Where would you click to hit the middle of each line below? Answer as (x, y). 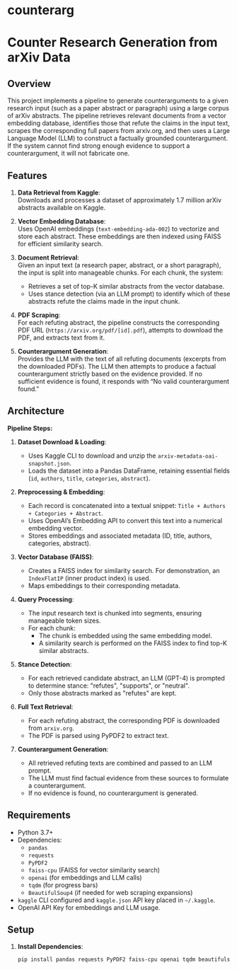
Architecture (36, 411)
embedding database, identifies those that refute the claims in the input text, (118, 123)
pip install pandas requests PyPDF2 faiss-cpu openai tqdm (106, 960)
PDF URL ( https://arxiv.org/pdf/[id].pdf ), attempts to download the (120, 330)
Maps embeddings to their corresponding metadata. (104, 585)
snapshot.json (49, 463)
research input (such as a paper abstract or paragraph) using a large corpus (118, 108)
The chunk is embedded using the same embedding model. (125, 635)
